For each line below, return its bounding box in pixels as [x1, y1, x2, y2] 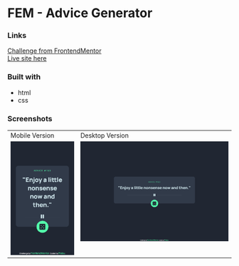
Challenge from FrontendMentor [7, 46, 102, 55]
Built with [7, 72, 41, 82]
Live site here [7, 54, 47, 63]
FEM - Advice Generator [7, 5, 153, 21]
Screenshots [7, 113, 53, 123]
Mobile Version [10, 131, 55, 140]
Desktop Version [80, 131, 129, 140]
